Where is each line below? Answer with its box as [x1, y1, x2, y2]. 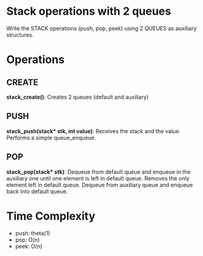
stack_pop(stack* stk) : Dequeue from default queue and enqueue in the [6, 168, 191, 176]
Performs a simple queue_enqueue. [6, 134, 96, 141]
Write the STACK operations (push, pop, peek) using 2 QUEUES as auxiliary [6, 25, 197, 32]
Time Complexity [6, 209, 96, 223]
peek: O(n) [15, 242, 43, 250]
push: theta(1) [15, 229, 50, 237]
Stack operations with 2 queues [6, 4, 172, 18]
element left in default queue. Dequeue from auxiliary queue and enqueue [6, 181, 193, 188]
